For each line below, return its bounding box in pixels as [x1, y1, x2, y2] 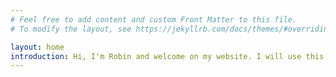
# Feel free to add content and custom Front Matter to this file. [10, 14, 298, 25]
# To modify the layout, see [10, 24, 132, 34]
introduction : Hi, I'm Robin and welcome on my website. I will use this [10, 51, 325, 61]
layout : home [10, 42, 65, 52]
